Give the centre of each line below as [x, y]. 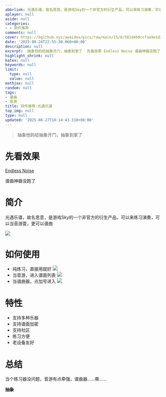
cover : [12, 38]
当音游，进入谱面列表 [34, 275]
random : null [19, 88]
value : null [22, 79]
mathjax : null [20, 83]
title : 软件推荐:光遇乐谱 [29, 106]
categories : [17, 23]
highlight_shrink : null [30, 56]
